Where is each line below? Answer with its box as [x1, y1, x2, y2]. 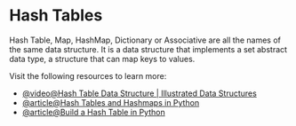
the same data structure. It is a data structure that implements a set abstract [9, 43, 287, 54]
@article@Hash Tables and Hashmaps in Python [21, 97, 200, 107]
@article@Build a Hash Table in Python [21, 106, 166, 117]
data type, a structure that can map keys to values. [9, 53, 196, 64]
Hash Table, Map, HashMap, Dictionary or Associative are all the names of [9, 35, 282, 45]
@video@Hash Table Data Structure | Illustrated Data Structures [21, 88, 258, 98]
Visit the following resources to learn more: [9, 70, 167, 81]
